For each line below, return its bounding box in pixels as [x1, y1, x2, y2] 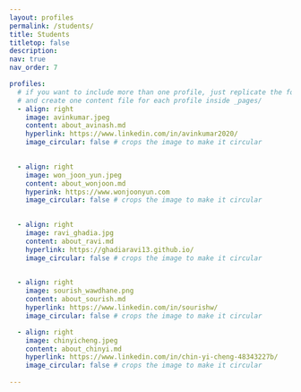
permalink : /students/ [9, 22, 94, 30]
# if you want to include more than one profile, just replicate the [17, 87, 282, 97]
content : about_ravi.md [25, 237, 115, 246]
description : [9, 47, 58, 56]
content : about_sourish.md [25, 295, 126, 304]
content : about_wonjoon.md [25, 179, 126, 188]
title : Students [9, 30, 70, 39]
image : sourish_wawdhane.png [25, 286, 134, 296]
